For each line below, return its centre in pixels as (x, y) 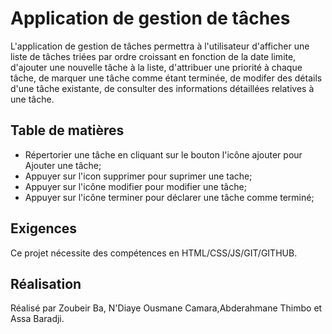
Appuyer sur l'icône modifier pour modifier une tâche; (135, 186)
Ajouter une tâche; (63, 165)
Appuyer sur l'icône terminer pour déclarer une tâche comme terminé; (169, 197)
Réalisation (46, 283)
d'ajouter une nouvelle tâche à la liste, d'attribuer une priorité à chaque (156, 67)
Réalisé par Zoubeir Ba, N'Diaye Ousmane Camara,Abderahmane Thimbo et (166, 308)
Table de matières (67, 130)
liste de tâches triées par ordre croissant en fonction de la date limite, (153, 56)
